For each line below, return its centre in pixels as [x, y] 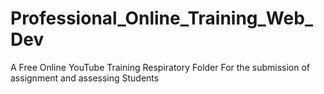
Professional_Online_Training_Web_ [162, 18]
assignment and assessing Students [85, 78]
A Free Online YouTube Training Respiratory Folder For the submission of [160, 67]
